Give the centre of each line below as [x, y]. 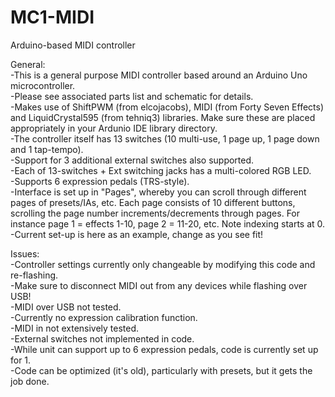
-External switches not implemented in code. [102, 338]
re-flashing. [34, 275]
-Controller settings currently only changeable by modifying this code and [163, 264]
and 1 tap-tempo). [47, 149]
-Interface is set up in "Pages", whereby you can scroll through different [158, 192]
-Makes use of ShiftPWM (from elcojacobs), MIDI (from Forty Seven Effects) [167, 107]
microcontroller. [43, 85]
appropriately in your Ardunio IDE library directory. [114, 128]
